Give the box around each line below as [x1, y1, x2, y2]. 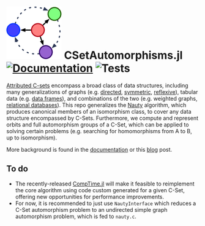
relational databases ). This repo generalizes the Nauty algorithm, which [6, 101, 187, 109]
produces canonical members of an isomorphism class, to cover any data [6, 107, 192, 115]
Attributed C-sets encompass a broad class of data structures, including [6, 82, 188, 89]
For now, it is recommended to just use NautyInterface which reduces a [15, 200, 196, 207]
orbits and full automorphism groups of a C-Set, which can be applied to [6, 120, 189, 128]
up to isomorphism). [6, 134, 57, 141]
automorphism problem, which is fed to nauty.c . [15, 212, 136, 220]
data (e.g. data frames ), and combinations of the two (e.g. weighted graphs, [6, 95, 198, 102]
